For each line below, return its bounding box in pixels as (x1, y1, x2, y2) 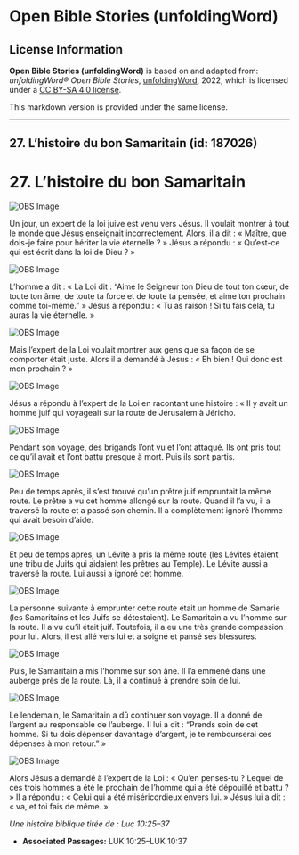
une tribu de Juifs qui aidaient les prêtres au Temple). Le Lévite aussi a (9, 559, 269, 569)
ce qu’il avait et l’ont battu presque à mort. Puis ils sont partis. (9, 452, 236, 462)
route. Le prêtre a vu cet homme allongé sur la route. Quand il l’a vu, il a (9, 495, 271, 506)
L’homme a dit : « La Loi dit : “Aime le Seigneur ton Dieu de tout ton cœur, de (9, 281, 289, 292)
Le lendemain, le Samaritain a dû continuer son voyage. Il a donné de (9, 710, 263, 720)
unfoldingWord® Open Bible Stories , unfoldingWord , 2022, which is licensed (9, 75, 289, 86)
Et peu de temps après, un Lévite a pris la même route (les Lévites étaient (9, 549, 279, 560)
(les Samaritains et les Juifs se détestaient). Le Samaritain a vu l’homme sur (9, 612, 287, 623)
